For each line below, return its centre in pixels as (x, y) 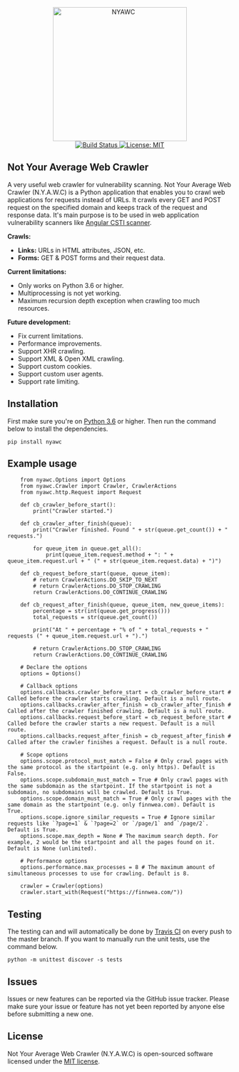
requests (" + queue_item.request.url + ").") (78, 636)
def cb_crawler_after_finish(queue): (76, 524)
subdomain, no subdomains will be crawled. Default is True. (100, 793)
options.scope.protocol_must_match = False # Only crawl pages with (124, 761)
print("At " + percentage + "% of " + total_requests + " (121, 630)
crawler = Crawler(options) (62, 886)
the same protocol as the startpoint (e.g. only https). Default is (111, 768)
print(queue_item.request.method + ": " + (110, 555)
